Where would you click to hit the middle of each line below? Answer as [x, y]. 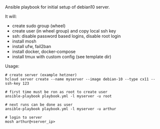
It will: [11, 16]
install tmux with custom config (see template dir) [62, 57]
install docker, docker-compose [44, 51]
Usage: [12, 66]
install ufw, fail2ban [32, 46]
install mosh [24, 41]
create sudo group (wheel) [39, 26]
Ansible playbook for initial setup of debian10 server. [58, 7]
